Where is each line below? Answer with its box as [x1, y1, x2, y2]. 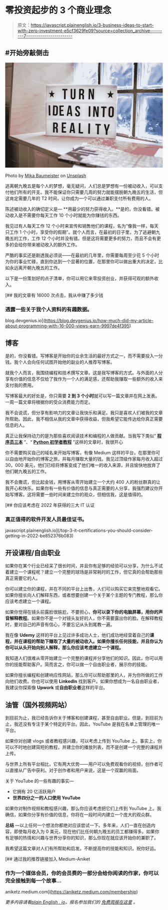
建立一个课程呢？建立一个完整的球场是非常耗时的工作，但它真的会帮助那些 [9, 569, 163, 575]
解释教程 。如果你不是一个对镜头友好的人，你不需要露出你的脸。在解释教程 [9, 615, 163, 621]
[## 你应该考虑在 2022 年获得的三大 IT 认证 [5, 502, 95, 508]
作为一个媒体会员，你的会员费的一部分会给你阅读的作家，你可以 [5, 870, 159, 877]
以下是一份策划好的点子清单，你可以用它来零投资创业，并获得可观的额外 [5, 275, 154, 281]
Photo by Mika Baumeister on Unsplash [5, 172, 86, 178]
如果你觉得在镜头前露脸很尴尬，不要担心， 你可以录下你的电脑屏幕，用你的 [5, 609, 158, 615]
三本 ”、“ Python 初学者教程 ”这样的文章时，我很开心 [13, 439, 123, 445]
